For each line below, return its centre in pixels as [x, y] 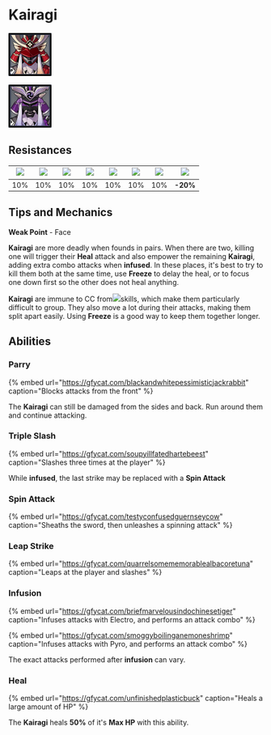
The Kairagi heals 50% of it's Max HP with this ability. [99, 722]
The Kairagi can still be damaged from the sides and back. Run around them [136, 406]
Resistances [40, 150]
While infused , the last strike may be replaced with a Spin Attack [117, 478]
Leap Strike [31, 546]
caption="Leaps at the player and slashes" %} [85, 572]
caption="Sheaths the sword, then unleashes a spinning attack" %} [121, 525]
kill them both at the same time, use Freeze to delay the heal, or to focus [129, 274]
